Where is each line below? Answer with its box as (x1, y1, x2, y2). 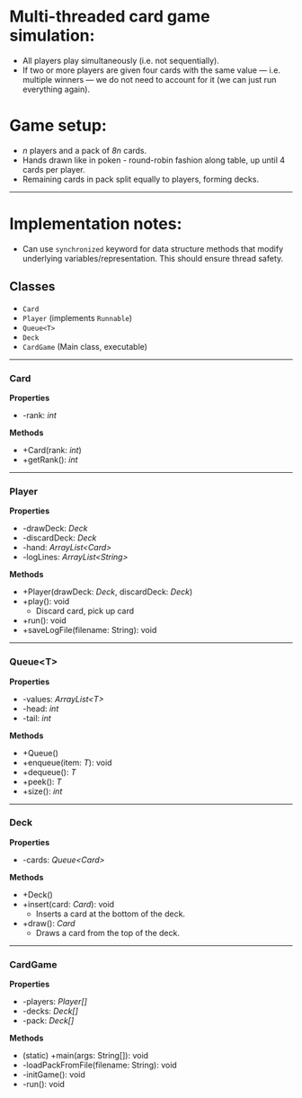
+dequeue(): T (22, 766, 76, 777)
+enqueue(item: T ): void (22, 757, 112, 768)
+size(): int (22, 785, 63, 797)
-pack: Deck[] (22, 1015, 75, 1026)
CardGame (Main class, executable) (22, 341, 148, 352)
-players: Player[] (22, 996, 88, 1007)
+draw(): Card (22, 917, 75, 928)
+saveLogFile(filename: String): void (22, 625, 157, 636)
